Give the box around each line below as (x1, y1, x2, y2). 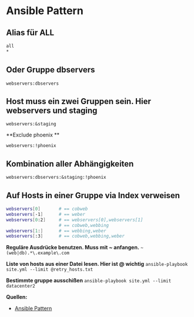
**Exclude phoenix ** (6, 131, 60, 139)
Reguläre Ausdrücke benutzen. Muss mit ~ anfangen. (6, 244, 140, 251)
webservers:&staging (6, 121, 57, 127)
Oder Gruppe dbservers (6, 65, 95, 75)
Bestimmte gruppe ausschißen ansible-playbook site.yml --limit (6, 277, 172, 284)
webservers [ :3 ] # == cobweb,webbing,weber (6, 233, 125, 239)
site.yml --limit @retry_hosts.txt (6, 266, 93, 273)
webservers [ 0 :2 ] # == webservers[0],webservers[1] (6, 216, 143, 223)
